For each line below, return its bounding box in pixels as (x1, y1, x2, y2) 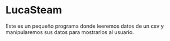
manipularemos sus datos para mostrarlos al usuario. (5, 28, 134, 35)
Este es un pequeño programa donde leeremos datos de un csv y (5, 23, 164, 29)
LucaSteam (5, 3, 62, 17)
